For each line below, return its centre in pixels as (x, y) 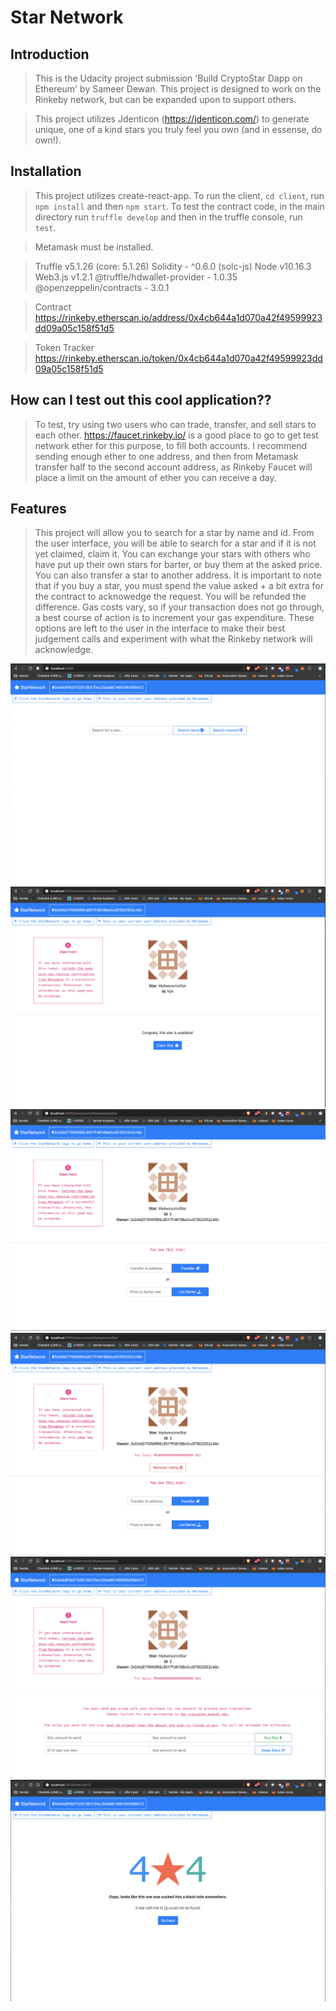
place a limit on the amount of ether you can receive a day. (155, 477)
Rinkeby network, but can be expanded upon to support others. (165, 99)
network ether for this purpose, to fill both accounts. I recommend (171, 445)
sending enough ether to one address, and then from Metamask (166, 456)
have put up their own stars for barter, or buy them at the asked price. (178, 565)
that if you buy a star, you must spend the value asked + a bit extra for (179, 586)
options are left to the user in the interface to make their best (160, 628)
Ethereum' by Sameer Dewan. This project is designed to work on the (178, 89)
